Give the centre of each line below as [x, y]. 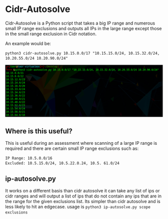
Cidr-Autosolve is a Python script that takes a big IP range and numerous [80, 23]
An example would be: [28, 43]
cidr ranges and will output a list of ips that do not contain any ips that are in [83, 196]
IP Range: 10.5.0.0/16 [29, 158]
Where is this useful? [39, 131]
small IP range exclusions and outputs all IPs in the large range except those [83, 28]
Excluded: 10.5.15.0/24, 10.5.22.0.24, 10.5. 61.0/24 [62, 163]
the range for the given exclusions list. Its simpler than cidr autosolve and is [83, 201]
